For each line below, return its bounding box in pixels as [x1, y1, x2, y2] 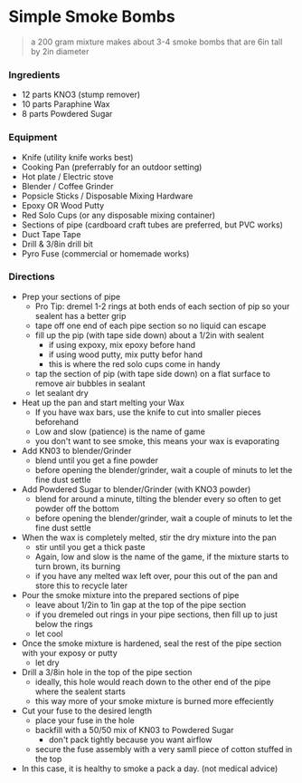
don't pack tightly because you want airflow [48, 734, 212, 745]
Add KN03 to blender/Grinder [21, 445, 132, 456]
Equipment [8, 131, 58, 144]
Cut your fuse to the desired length [21, 705, 153, 716]
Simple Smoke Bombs [8, 6, 175, 27]
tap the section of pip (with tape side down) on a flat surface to [34, 368, 270, 379]
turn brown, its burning [34, 560, 121, 572]
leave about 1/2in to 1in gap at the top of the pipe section [34, 599, 247, 610]
